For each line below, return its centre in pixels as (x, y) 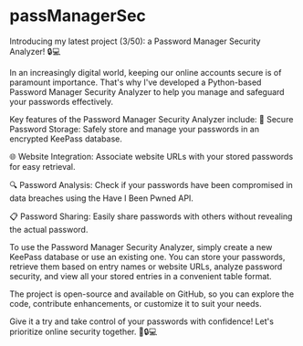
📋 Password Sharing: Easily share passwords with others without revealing (151, 216)
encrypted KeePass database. (66, 139)
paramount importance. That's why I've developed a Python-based (136, 82)
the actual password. (49, 229)
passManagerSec (78, 16)
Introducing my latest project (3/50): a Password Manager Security (135, 41)
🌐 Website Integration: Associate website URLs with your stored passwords (151, 156)
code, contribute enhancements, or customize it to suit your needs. (136, 303)
